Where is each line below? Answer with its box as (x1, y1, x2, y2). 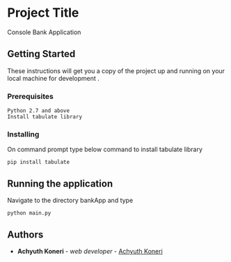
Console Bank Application (7, 28, 81, 36)
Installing (7, 129, 40, 139)
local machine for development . (7, 74, 99, 82)
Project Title (7, 5, 79, 21)
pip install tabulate (7, 159, 70, 166)
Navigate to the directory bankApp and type (7, 196, 134, 205)
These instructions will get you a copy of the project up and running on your (7, 66, 225, 75)
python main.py (7, 210, 51, 217)
